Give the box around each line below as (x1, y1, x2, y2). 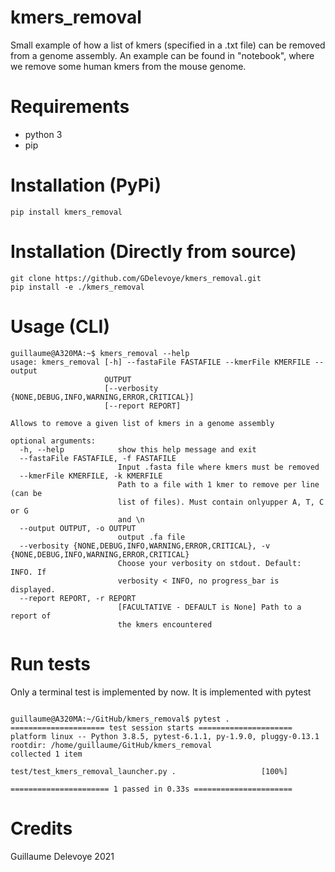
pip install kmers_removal (10, 207, 123, 217)
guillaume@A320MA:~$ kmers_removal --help (10, 348, 190, 358)
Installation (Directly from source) (10, 241, 297, 263)
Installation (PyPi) (10, 174, 162, 197)
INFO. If (10, 567, 47, 577)
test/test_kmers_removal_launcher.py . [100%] (10, 766, 288, 776)
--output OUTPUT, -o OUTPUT (19, 523, 137, 533)
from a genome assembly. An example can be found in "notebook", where (10, 49, 315, 61)
